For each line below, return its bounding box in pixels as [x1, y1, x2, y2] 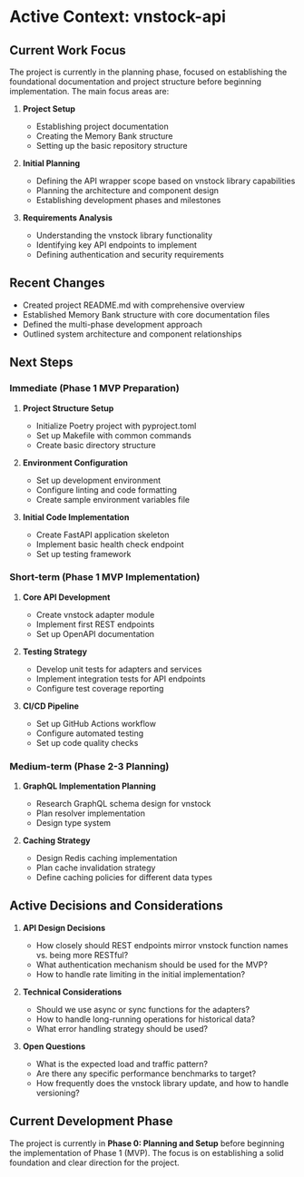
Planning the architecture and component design [35, 185, 220, 196]
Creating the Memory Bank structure [35, 131, 173, 142]
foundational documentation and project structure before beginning [9, 76, 261, 87]
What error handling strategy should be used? [35, 1023, 209, 1034]
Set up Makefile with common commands [35, 429, 192, 441]
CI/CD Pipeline [22, 701, 79, 711]
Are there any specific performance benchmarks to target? [35, 1068, 257, 1079]
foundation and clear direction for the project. [9, 1157, 180, 1168]
